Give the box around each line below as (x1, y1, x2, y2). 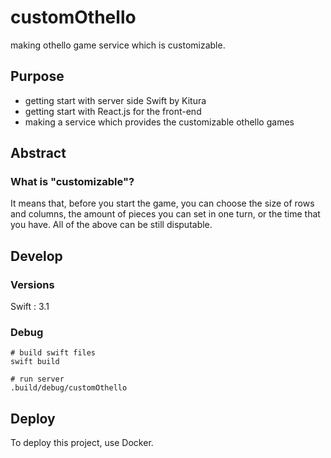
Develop (10, 247, 63, 265)
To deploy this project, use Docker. (10, 437, 154, 449)
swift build (10, 357, 60, 367)
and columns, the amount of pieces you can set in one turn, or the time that (10, 208, 321, 220)
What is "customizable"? (10, 175, 135, 189)
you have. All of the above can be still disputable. (10, 219, 213, 231)
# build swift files (10, 348, 97, 358)
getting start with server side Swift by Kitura (24, 94, 207, 106)
